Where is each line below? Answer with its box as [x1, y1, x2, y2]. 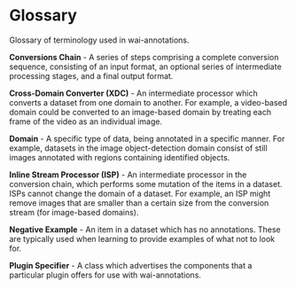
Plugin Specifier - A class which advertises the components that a [9, 260, 253, 270]
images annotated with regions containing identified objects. [9, 152, 230, 162]
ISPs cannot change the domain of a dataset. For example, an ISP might [9, 188, 271, 199]
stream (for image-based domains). [9, 207, 139, 217]
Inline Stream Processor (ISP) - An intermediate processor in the [9, 169, 247, 180]
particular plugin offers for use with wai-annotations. [9, 269, 202, 280]
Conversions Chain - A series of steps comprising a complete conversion [9, 51, 279, 62]
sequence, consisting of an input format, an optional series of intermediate [9, 61, 282, 72]
